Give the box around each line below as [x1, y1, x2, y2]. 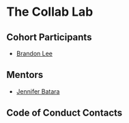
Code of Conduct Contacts [6, 107, 123, 119]
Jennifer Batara [16, 87, 60, 96]
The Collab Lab [6, 4, 94, 20]
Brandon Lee [16, 49, 53, 57]
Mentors [6, 69, 44, 81]
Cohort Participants [6, 31, 92, 43]
